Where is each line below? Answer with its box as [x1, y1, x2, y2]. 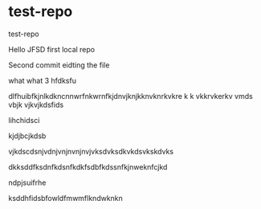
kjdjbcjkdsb [8, 131, 47, 141]
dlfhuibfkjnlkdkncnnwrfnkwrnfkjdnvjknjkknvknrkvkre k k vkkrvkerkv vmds [8, 91, 253, 100]
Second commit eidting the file [8, 59, 110, 70]
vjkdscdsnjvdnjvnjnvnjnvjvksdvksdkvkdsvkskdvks [8, 146, 174, 156]
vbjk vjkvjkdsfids [8, 100, 64, 109]
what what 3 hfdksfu [8, 76, 76, 85]
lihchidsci [8, 115, 40, 125]
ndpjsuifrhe [8, 178, 47, 187]
